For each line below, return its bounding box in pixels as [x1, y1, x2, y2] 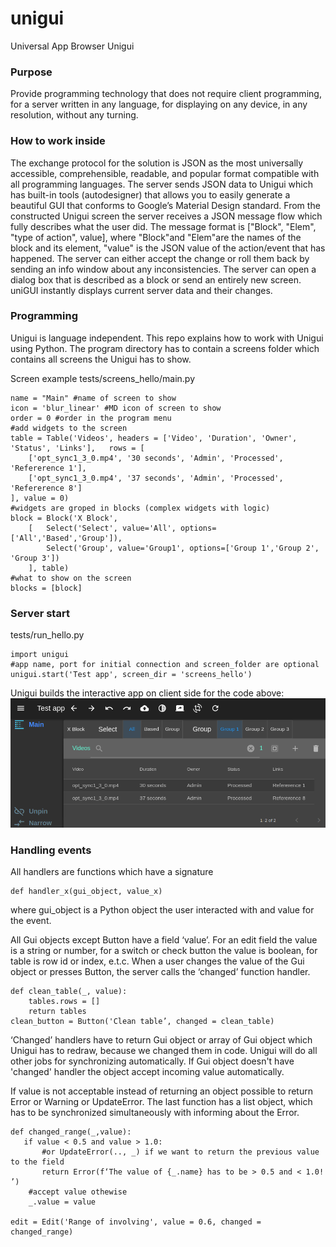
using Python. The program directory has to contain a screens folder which [10, 342, 320, 354]
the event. [10, 915, 52, 927]
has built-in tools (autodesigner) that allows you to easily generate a [10, 188, 291, 201]
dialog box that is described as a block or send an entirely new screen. [10, 273, 302, 286]
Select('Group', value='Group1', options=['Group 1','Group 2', [46, 543, 320, 553]
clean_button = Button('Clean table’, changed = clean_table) [10, 1017, 275, 1027]
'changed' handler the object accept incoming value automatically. [10, 1066, 285, 1078]
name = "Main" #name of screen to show [10, 393, 177, 403]
